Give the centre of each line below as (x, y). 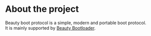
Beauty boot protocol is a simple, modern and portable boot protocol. (76, 23)
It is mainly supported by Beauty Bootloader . (50, 28)
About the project (42, 9)
